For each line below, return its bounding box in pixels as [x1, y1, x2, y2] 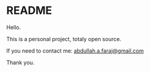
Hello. [6, 24, 21, 31]
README [6, 4, 52, 18]
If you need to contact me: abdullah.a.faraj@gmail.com [6, 47, 145, 54]
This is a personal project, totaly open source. [6, 35, 122, 42]
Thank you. [6, 59, 35, 66]
